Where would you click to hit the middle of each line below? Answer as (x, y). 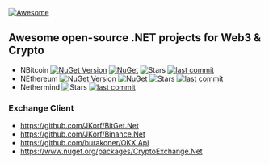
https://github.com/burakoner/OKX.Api (84, 143)
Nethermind (40, 87)
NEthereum (39, 78)
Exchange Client (41, 107)
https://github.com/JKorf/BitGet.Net (80, 126)
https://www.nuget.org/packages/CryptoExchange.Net (111, 151)
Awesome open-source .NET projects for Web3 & (134, 38)
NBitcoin (34, 69)
